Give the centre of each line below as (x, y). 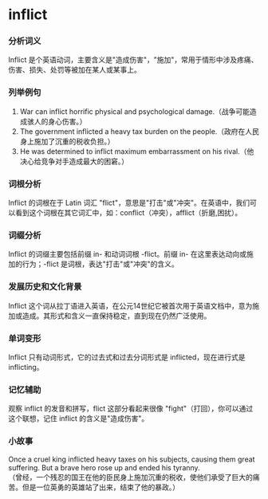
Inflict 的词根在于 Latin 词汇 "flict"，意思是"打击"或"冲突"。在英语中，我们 (129, 203)
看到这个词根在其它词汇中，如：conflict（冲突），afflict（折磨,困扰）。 (128, 213)
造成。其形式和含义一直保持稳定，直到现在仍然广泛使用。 (116, 316)
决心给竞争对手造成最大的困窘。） (74, 161)
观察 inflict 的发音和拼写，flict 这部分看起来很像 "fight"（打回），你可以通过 (131, 409)
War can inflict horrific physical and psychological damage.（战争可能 (134, 111)
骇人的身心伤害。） (57, 121)
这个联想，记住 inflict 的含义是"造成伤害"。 (79, 418)
